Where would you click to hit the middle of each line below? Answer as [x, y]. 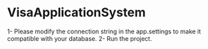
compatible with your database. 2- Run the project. [79, 38]
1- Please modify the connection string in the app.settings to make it [104, 31]
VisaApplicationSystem [77, 13]
